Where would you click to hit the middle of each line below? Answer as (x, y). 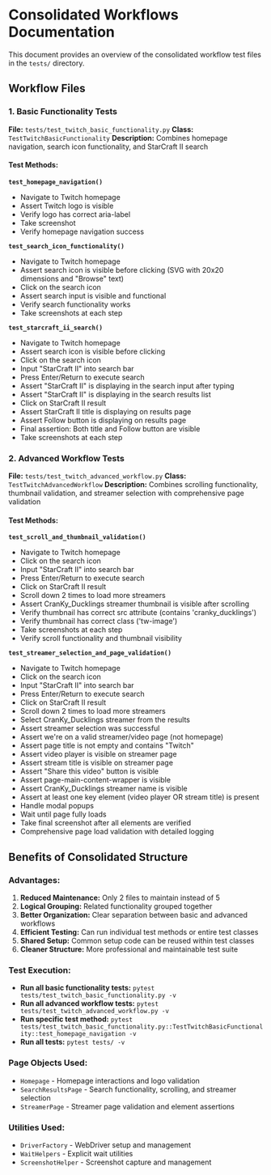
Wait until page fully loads (63, 814)
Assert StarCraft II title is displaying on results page (106, 411)
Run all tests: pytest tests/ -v (72, 1042)
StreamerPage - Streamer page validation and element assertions (127, 1106)
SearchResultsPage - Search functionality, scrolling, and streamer (128, 1089)
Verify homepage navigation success (82, 231)
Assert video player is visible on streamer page (98, 754)
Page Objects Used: (48, 1063)
